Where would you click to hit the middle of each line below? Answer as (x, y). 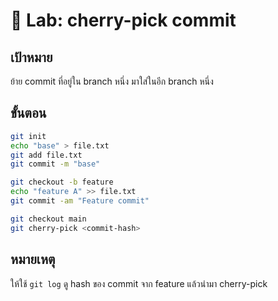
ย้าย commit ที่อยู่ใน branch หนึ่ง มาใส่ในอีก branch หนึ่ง (112, 81)
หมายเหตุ (33, 259)
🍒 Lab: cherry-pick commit (123, 20)
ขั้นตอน (28, 113)
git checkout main (48, 219)
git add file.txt (46, 155)
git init (28, 136)
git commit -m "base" (55, 164)
